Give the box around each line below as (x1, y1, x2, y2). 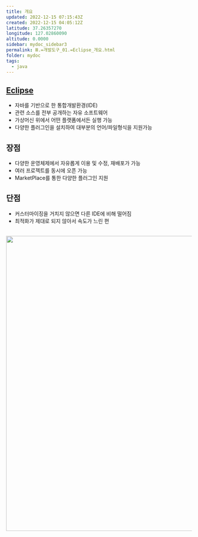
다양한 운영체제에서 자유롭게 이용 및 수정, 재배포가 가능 (14, 160, 141, 166)
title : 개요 (6, 8, 34, 15)
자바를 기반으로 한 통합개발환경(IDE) (14, 101, 98, 109)
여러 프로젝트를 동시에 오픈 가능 (14, 167, 87, 174)
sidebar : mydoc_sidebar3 (6, 42, 67, 48)
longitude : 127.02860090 (6, 31, 67, 37)
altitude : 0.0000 (6, 36, 49, 42)
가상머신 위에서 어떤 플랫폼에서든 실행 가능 (14, 116, 113, 124)
